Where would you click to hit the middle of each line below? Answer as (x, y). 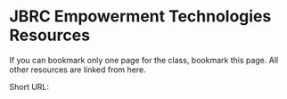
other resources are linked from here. (78, 70)
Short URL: (29, 87)
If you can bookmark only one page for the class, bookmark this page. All (144, 60)
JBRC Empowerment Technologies (140, 16)
